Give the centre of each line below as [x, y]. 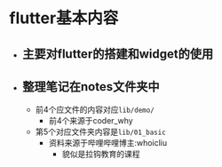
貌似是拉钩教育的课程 [101, 154]
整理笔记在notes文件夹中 [91, 87]
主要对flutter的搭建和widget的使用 [118, 54]
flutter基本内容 [64, 18]
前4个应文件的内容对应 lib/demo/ [95, 110]
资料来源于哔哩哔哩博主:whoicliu [108, 143]
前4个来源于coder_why [91, 121]
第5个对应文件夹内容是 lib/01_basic [100, 132]
